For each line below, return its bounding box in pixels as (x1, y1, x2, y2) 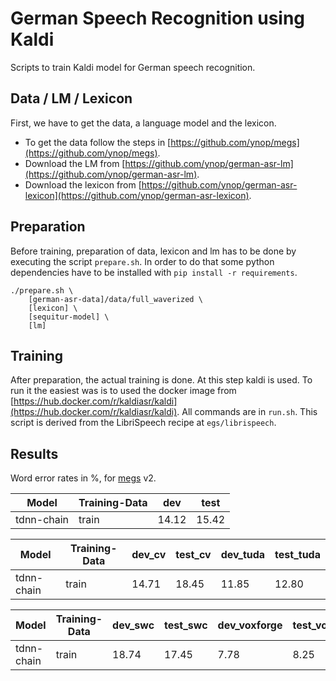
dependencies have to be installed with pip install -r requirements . (10, 266, 298, 278)
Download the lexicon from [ (24, 178, 142, 191)
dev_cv (131, 548, 167, 562)
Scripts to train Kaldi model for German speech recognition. (10, 61, 256, 73)
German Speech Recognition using (10, 7, 306, 30)
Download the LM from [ (24, 157, 126, 169)
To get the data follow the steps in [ (24, 136, 172, 148)
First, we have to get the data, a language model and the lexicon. (10, 117, 277, 129)
